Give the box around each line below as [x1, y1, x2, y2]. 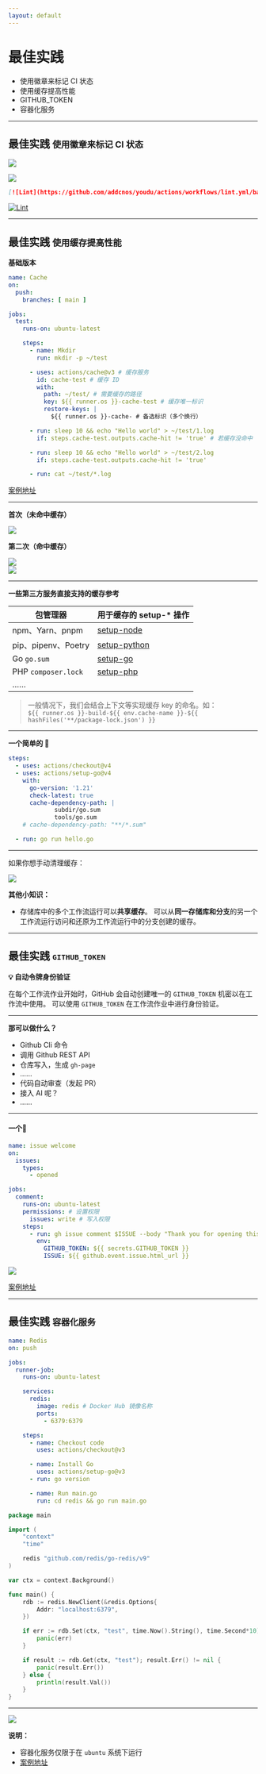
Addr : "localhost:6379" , [36, 1605, 119, 1614]
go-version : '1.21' [28, 783, 93, 792]
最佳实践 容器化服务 [8, 1315, 97, 1329]
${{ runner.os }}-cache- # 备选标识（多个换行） [50, 413, 202, 421]
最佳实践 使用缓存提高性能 [8, 235, 122, 248]
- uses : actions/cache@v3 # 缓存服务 [28, 368, 149, 376]
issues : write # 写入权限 [28, 1215, 111, 1223]
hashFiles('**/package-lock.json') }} [27, 716, 156, 725]
